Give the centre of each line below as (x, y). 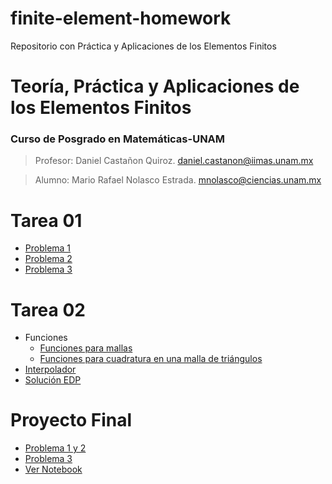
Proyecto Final (71, 420)
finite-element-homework (121, 18)
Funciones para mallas (86, 348)
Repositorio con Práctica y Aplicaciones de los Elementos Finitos (143, 46)
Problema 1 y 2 (55, 448)
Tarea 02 (48, 309)
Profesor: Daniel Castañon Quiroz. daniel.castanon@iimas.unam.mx (174, 161)
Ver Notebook (53, 469)
